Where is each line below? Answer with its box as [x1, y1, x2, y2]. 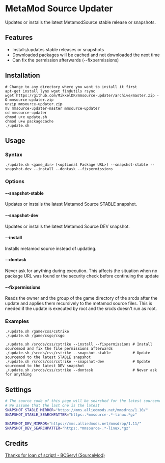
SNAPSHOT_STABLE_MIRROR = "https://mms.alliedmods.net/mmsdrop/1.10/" [5, 408, 148, 413]
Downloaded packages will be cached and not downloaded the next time [12, 52, 160, 58]
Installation [5, 71, 40, 80]
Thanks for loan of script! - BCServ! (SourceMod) [5, 452, 105, 458]
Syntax [5, 151, 23, 158]
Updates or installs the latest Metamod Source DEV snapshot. [5, 223, 130, 229]
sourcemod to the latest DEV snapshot [5, 364, 84, 369]
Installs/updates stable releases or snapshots [12, 46, 104, 52]
